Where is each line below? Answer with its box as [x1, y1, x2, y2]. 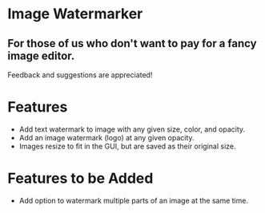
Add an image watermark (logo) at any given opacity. [18, 132, 195, 142]
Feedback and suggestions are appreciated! [7, 70, 153, 80]
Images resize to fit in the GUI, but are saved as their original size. [18, 141, 236, 151]
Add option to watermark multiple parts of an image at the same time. [18, 195, 249, 205]
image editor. [7, 49, 75, 62]
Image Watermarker [7, 5, 143, 23]
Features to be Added [7, 169, 154, 187]
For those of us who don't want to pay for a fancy [7, 37, 257, 50]
